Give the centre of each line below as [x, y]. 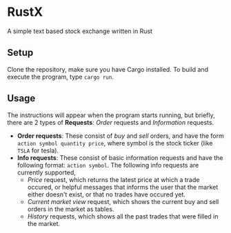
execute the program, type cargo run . [60, 77]
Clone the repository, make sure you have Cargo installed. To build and [108, 69]
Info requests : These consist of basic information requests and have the [120, 158]
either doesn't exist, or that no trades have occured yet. [107, 194]
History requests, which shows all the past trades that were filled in [123, 216]
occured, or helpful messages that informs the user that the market [123, 187]
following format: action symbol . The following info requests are [108, 165]
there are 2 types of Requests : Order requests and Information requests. [111, 122]
